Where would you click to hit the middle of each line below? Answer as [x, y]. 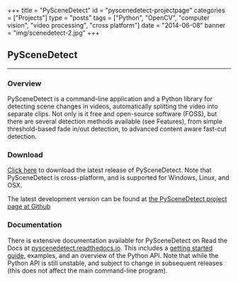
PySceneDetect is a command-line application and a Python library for [110, 99]
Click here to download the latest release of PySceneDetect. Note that [109, 170]
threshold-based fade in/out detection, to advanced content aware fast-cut [117, 129]
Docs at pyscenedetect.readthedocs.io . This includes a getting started [110, 248]
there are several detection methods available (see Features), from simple [115, 122]
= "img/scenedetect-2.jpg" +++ [53, 33]
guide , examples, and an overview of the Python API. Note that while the [113, 255]
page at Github [29, 207]
